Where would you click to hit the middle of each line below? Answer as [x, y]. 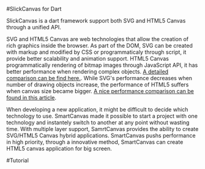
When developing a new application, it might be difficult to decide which [97, 109]
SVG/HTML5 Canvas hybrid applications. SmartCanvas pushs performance [101, 135]
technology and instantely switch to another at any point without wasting [98, 122]
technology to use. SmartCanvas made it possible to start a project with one [102, 116]
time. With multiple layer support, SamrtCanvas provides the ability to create [102, 129]
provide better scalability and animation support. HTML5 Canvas [88, 58]
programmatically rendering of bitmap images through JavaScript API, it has [102, 65]
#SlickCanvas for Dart [34, 9]
